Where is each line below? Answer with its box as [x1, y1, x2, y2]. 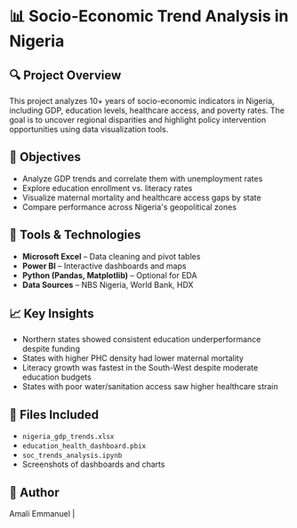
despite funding [21, 343, 80, 355]
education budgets [21, 372, 92, 382]
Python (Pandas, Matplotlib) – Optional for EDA [21, 269, 197, 280]
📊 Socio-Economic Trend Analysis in [9, 6, 289, 27]
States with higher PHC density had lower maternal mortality [21, 353, 245, 364]
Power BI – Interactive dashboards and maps [21, 260, 187, 271]
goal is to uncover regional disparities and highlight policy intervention [9, 115, 267, 124]
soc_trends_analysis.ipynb [21, 452, 123, 460]
